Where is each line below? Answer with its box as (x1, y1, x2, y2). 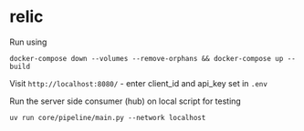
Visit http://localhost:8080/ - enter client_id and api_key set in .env (9, 77, 267, 88)
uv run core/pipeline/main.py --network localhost (9, 113, 206, 122)
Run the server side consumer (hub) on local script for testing (9, 96, 242, 106)
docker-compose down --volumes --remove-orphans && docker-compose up (9, 54, 284, 63)
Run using (9, 36, 47, 47)
